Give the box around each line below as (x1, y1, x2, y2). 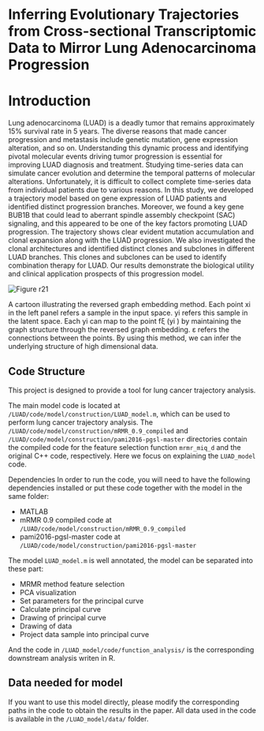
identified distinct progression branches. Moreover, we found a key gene (8, 202, 244, 212)
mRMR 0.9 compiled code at (19, 515, 112, 524)
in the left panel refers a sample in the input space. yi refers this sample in (8, 308, 248, 317)
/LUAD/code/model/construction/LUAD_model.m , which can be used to (8, 409, 231, 418)
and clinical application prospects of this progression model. (8, 269, 205, 279)
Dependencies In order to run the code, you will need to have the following (8, 474, 251, 484)
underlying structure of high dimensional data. (8, 342, 159, 351)
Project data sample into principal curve (19, 629, 150, 639)
